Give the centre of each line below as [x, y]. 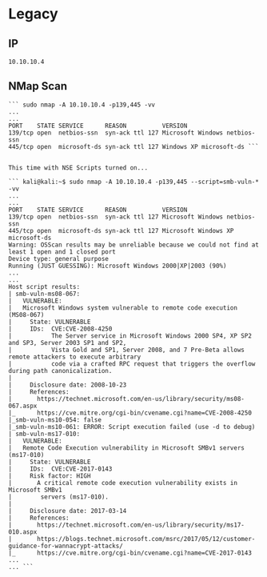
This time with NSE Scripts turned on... [78, 168]
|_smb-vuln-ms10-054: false [55, 420]
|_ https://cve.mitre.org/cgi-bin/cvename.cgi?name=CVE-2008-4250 [130, 413]
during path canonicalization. [60, 371]
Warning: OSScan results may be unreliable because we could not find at [134, 245]
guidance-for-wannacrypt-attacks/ [66, 546]
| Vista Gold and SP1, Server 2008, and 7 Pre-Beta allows [127, 350]
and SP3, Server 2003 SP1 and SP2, [68, 343]
